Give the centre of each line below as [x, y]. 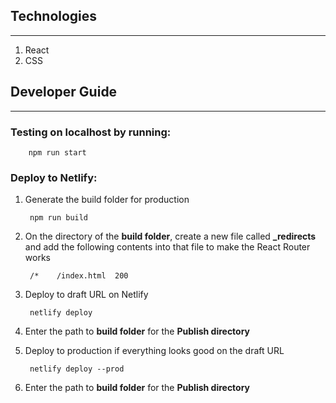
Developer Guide [64, 92]
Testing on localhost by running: [91, 132]
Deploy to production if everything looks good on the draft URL [154, 351]
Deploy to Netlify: [54, 177]
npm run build [59, 218]
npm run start [57, 152]
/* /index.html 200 [79, 276]
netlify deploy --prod [77, 369]
